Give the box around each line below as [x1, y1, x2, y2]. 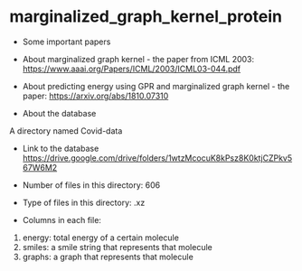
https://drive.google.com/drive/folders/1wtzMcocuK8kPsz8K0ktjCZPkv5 [22, 152, 293, 164]
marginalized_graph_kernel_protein [9, 6, 283, 27]
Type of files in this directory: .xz [22, 197, 146, 208]
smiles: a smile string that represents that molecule [22, 241, 212, 252]
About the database [22, 107, 97, 118]
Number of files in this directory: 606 [22, 179, 161, 191]
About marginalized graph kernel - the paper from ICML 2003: [22, 53, 255, 64]
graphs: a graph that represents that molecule [22, 251, 194, 262]
